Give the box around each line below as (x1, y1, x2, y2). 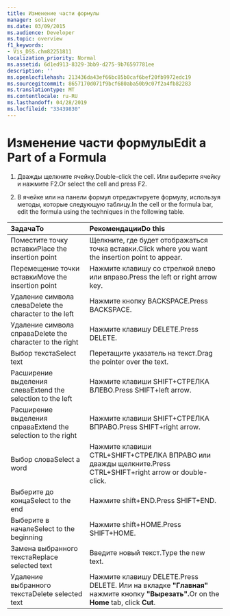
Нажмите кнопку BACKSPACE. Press (89, 296, 208, 306)
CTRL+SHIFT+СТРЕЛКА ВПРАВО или (89, 450, 211, 460)
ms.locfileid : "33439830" (7, 106, 81, 112)
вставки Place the (10, 244, 67, 254)
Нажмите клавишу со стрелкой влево (89, 263, 216, 273)
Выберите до (10, 487, 54, 497)
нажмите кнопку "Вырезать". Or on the (89, 589, 220, 598)
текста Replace (10, 552, 58, 562)
